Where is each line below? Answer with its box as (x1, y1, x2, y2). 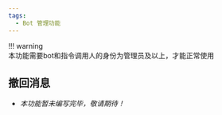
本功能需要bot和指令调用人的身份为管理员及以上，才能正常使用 (8, 50, 215, 60)
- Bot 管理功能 (15, 19, 61, 27)
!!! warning (8, 41, 44, 50)
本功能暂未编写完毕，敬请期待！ (19, 99, 125, 109)
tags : (8, 11, 26, 20)
